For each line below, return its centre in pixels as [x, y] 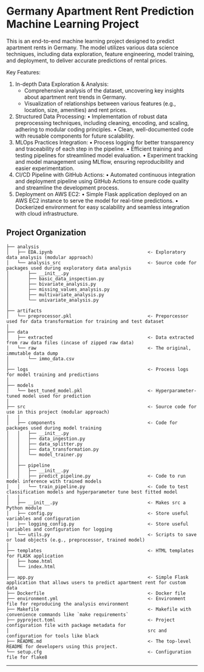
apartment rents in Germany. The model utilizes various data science [92, 48]
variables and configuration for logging [59, 529]
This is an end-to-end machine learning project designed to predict [90, 41]
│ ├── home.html [29, 561]
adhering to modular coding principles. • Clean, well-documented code [104, 129]
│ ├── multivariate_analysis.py [55, 295]
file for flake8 [27, 657]
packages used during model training [54, 428]
